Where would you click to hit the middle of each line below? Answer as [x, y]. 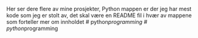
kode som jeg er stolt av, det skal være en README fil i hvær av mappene [99, 15]
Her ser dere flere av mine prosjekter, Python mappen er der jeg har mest [99, 9]
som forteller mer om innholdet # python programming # [77, 22]
